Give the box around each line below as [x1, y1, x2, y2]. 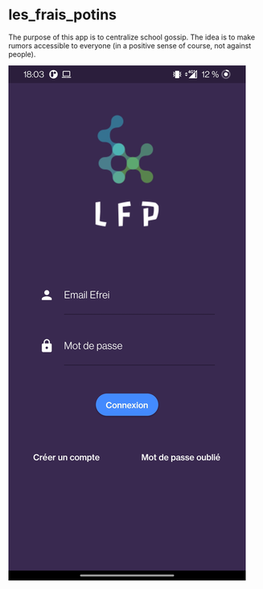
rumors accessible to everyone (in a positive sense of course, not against [8, 40, 252, 50]
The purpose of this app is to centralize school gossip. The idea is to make [8, 32, 256, 42]
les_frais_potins [8, 6, 117, 24]
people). [8, 49, 36, 59]
